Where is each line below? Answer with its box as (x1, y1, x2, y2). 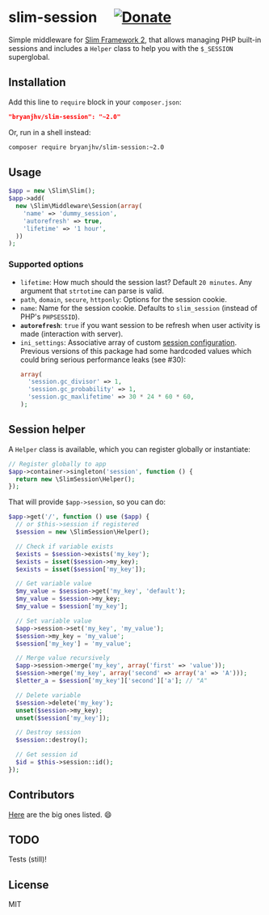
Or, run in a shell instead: (8, 127, 91, 137)
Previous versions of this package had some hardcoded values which (19, 346, 252, 355)
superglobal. (8, 52, 50, 62)
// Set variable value (15, 616, 92, 625)
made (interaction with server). (19, 329, 124, 338)
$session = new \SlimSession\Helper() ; (15, 528, 150, 536)
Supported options (8, 259, 84, 270)
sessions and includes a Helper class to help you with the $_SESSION (8, 43, 233, 53)
